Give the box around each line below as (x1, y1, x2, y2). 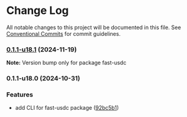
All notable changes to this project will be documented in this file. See (6, 24, 182, 31)
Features (6, 90, 34, 99)
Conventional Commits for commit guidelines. (6, 30, 121, 37)
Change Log (6, 4, 69, 18)
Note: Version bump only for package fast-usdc (6, 59, 127, 67)
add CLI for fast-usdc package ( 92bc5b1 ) (15, 104, 119, 112)
